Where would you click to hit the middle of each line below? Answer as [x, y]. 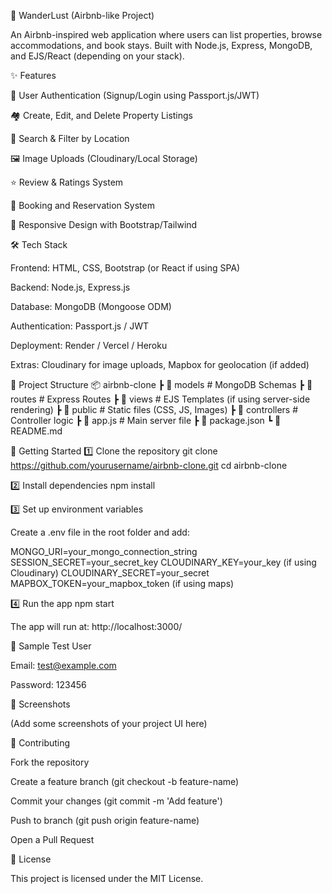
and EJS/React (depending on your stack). [97, 56]
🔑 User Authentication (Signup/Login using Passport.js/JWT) [135, 95]
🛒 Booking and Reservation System [82, 205]
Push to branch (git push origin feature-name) [105, 820]
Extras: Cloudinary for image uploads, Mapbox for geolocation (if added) [160, 364]
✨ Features [33, 75]
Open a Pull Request [52, 839]
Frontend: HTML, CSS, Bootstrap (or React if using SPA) [125, 268]
